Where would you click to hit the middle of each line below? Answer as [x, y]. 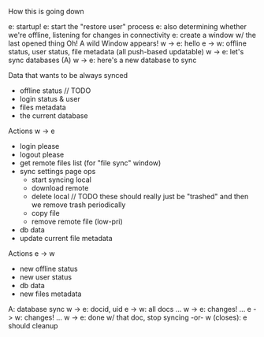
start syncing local [61, 180]
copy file [46, 213]
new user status [46, 277]
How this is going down [46, 11]
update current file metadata [66, 238]
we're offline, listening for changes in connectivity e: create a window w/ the [132, 35]
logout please [42, 154]
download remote [60, 188]
